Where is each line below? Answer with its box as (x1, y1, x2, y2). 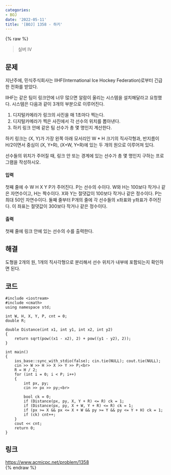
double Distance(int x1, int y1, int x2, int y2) (5, 327, 113, 332)
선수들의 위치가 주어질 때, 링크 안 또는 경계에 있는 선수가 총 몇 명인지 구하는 (5, 153, 155, 159)
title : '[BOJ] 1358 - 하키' (5, 21, 63, 27)
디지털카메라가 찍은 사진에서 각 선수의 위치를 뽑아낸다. (12, 118, 121, 124)
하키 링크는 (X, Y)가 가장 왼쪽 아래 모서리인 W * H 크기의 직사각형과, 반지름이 (5, 135, 160, 142)
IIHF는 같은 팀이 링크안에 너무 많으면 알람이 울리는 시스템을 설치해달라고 (5, 95, 149, 101)
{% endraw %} (5, 464, 37, 470)
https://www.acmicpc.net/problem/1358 (5, 459, 89, 465)
